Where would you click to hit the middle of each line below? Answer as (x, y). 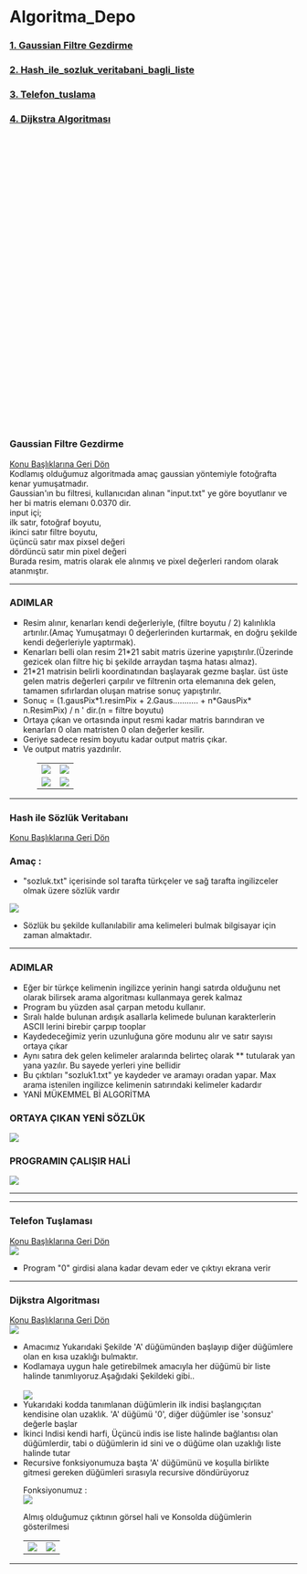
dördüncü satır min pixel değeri (68, 551)
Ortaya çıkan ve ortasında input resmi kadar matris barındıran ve (143, 720)
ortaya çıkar (45, 1046)
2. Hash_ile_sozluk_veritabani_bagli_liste (102, 70)
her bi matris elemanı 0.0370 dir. (70, 502)
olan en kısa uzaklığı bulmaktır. (80, 1356)
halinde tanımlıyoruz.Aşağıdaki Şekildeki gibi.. (108, 1376)
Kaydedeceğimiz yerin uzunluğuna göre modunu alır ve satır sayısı (148, 1036)
